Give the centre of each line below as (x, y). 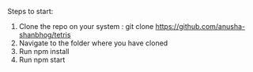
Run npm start (42, 59)
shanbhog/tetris (45, 35)
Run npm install (44, 51)
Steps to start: (30, 11)
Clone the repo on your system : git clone (86, 26)
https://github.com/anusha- (200, 26)
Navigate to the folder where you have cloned (93, 43)
